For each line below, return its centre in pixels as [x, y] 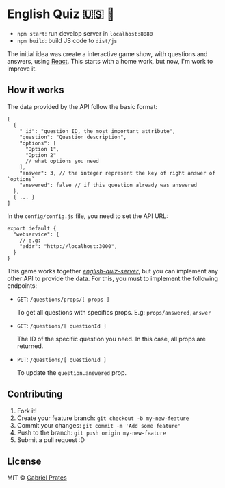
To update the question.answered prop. [72, 372]
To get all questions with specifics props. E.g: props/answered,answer [114, 312]
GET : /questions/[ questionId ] [62, 326]
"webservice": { [36, 234]
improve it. [22, 69]
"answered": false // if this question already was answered [108, 185]
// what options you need [62, 161]
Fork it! [27, 411]
